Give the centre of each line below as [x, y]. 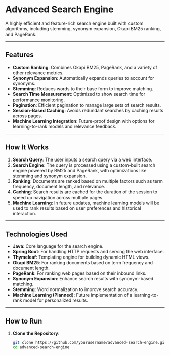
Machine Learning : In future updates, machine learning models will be [86, 203]
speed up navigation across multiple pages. [58, 197]
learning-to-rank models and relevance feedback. [65, 126]
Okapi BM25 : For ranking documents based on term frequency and [83, 263]
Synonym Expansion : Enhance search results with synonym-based [83, 279]
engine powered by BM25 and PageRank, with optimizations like [79, 170]
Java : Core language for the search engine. [58, 246]
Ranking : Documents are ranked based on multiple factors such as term [88, 181]
